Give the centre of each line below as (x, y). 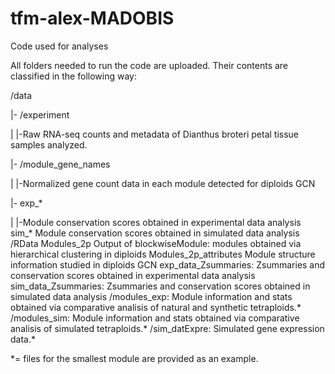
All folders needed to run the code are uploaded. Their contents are (149, 65)
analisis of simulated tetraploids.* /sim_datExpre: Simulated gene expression (167, 328)
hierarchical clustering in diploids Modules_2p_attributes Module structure (163, 254)
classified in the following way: (73, 76)
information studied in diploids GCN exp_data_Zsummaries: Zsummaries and (168, 264)
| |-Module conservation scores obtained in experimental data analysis (156, 222)
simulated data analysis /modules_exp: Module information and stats (151, 296)
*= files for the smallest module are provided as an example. (134, 358)
